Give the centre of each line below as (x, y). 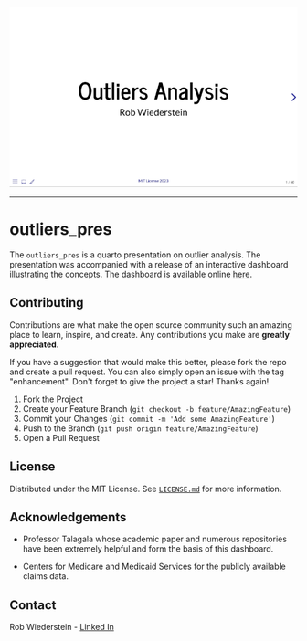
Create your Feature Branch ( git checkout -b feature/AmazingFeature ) (157, 408)
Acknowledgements (68, 517)
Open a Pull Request (61, 437)
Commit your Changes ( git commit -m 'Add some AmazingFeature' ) (149, 418)
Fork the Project (53, 399)
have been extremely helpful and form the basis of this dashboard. (148, 549)
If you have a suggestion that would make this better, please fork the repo (148, 362)
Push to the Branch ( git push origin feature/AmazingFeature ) (140, 428)
